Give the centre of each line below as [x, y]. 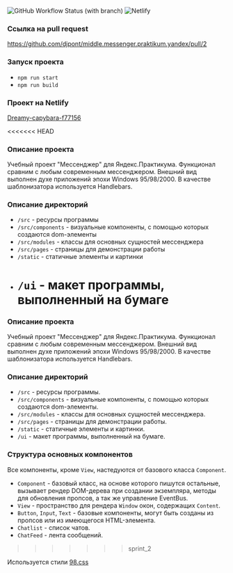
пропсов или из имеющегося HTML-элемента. [86, 520]
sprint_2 [140, 548]
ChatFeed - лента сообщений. [60, 535]
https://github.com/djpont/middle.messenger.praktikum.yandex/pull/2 [107, 44]
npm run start [38, 78]
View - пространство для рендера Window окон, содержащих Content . [119, 505]
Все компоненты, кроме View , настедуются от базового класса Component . [117, 469]
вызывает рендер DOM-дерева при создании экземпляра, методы [117, 490]
